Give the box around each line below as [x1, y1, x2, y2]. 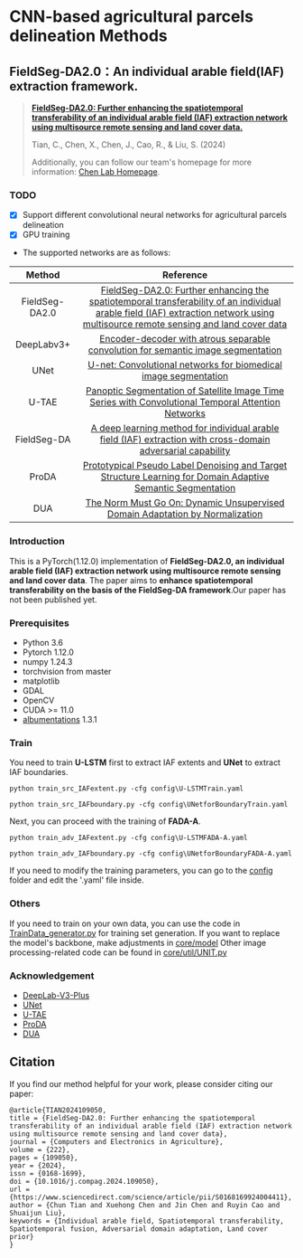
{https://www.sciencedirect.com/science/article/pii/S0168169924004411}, [9, 1192, 293, 1202]
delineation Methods [9, 25, 169, 46]
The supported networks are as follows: [22, 247, 171, 259]
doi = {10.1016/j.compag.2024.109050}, [9, 1177, 160, 1186]
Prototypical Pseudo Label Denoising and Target [82, 459, 288, 472]
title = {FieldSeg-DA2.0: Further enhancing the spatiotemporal [9, 1113, 256, 1122]
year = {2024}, [9, 1160, 67, 1170]
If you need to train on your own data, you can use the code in [9, 918, 241, 929]
